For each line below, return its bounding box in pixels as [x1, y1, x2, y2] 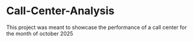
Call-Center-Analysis [6, 4, 115, 18]
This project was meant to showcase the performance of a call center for [6, 24, 188, 31]
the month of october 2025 [6, 30, 73, 37]
